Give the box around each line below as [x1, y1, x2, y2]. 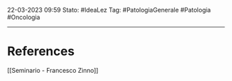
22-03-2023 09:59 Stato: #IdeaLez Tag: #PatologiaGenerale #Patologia [7, 6, 211, 14]
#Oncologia [7, 13, 40, 21]
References [7, 44, 75, 59]
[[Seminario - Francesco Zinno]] [7, 66, 99, 74]
